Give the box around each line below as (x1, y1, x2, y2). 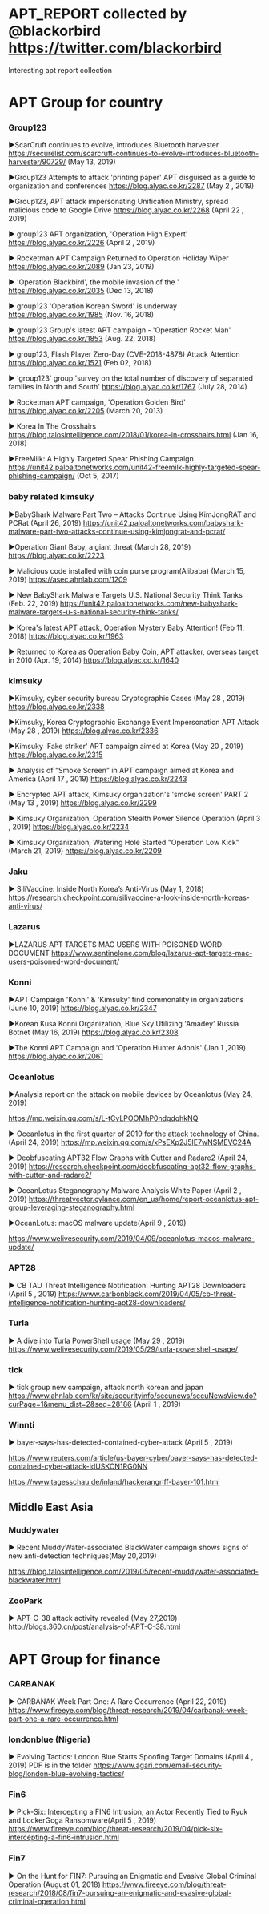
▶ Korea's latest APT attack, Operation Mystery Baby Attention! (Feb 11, (8, 623, 245, 632)
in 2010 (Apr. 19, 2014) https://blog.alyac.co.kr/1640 (8, 655, 179, 665)
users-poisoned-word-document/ (8, 957, 120, 966)
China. (237, 1129, 259, 1138)
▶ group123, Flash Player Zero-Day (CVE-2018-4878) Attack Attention (8, 349, 240, 359)
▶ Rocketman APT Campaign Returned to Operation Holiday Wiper (8, 253, 230, 263)
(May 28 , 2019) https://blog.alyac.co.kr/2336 (8, 726, 159, 735)
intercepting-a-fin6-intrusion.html (8, 1832, 120, 1843)
